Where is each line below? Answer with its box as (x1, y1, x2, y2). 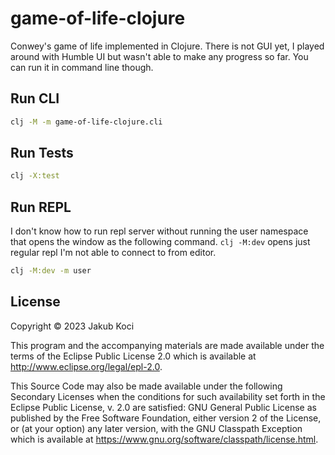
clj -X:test (10, 171, 60, 181)
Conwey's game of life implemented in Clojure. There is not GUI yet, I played (10, 40, 325, 52)
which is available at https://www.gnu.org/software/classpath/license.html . (10, 433, 319, 445)
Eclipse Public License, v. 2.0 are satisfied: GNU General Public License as (10, 401, 317, 413)
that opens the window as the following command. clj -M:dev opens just (10, 236, 311, 248)
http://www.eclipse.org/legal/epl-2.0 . (10, 360, 163, 372)
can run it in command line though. (10, 61, 154, 73)
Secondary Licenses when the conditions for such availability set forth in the (10, 390, 326, 402)
